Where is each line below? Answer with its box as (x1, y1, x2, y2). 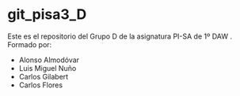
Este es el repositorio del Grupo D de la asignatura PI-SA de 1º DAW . (7, 31, 233, 41)
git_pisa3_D (7, 6, 87, 24)
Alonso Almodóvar (18, 55, 80, 65)
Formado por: (7, 39, 52, 49)
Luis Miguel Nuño (18, 63, 77, 72)
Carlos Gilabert (18, 72, 69, 81)
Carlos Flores (18, 80, 63, 90)
